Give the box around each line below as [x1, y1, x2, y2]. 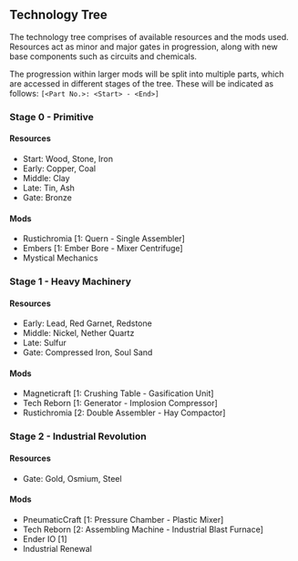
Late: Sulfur [22, 337, 67, 349]
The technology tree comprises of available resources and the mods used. [9, 31, 289, 42]
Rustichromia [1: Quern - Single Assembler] [22, 233, 185, 244]
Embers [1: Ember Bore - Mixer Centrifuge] [22, 243, 184, 254]
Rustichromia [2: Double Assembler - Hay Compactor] [22, 407, 226, 418]
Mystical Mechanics [22, 252, 98, 263]
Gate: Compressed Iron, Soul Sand [22, 347, 153, 358]
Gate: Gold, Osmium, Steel [22, 473, 122, 484]
